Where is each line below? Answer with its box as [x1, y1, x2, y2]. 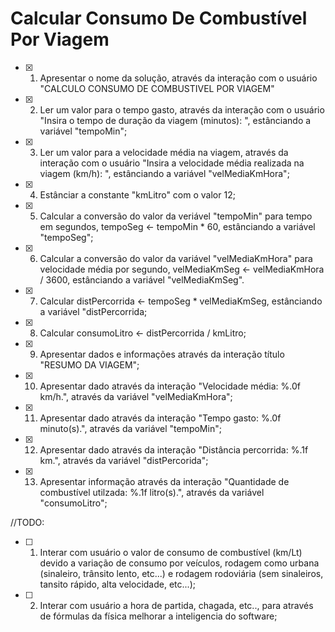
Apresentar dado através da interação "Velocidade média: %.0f [39, 380, 302, 392]
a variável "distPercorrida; [39, 305, 148, 317]
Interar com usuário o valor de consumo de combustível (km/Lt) [39, 546, 303, 558]
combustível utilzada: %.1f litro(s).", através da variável [39, 486, 265, 498]
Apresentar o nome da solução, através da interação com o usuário [39, 72, 318, 84]
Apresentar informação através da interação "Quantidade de [39, 475, 290, 487]
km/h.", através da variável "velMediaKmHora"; [39, 390, 233, 402]
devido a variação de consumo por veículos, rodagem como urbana [39, 557, 320, 569]
